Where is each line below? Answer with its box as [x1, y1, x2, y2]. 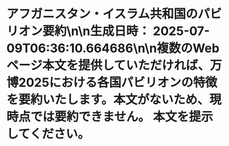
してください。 [6, 126, 91, 142]
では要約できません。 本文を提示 [30, 109, 213, 125]
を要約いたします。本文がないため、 [6, 92, 210, 108]
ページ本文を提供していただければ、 [6, 58, 210, 73]
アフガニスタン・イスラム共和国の [6, 6, 198, 22]
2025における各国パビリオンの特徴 [19, 75, 217, 90]
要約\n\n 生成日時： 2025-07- [43, 23, 210, 39]
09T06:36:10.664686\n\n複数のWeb [6, 40, 220, 56]
